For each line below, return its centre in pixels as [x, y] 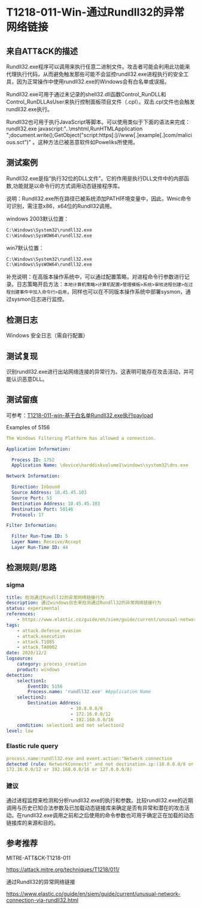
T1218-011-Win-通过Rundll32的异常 [95, 12]
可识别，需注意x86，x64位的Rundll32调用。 [61, 206]
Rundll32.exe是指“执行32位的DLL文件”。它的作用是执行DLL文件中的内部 [95, 178]
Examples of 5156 [28, 427]
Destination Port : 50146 [42, 509]
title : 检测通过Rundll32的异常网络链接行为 [55, 597]
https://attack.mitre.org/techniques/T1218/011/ [63, 870]
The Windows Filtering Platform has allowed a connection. [81, 438]
